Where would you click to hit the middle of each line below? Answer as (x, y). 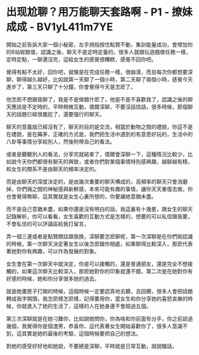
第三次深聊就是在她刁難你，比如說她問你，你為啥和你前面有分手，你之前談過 (99, 318)
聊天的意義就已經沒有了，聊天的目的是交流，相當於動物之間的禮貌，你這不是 (99, 127)
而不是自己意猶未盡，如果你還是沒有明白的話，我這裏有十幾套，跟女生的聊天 (99, 209)
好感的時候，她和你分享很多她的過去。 (53, 279)
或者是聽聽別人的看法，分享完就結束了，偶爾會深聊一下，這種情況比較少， (97, 154)
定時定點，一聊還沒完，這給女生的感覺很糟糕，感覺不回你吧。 (81, 59)
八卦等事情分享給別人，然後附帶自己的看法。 (61, 141)
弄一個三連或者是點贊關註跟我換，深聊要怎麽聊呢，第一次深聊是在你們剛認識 (99, 236)
